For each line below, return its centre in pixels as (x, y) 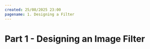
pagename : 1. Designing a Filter (40, 14)
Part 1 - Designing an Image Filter (75, 39)
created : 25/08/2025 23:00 (33, 10)
